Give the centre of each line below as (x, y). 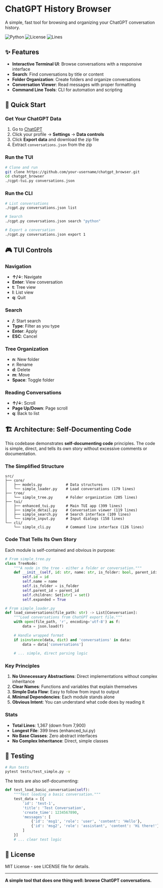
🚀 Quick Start (25, 105)
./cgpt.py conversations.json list (41, 208)
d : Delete (21, 370)
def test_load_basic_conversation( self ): (48, 790)
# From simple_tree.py (28, 559)
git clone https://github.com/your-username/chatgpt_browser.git (72, 172)
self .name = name (40, 582)
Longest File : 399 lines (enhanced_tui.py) (54, 730)
